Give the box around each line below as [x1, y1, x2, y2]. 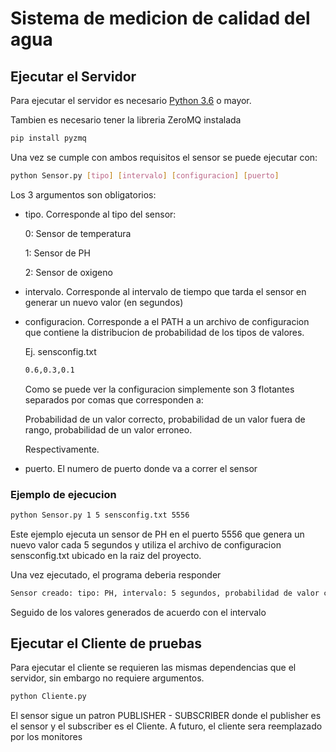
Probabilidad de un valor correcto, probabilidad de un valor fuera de [24, 413, 306, 425]
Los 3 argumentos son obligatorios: [10, 188, 157, 201]
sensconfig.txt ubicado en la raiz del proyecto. [10, 549, 202, 561]
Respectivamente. [24, 443, 100, 455]
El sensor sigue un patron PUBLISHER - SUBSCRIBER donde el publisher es [10, 710, 322, 722]
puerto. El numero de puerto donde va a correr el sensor [24, 462, 258, 474]
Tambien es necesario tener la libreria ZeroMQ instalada [10, 114, 242, 126]
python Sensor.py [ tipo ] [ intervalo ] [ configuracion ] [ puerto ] [10, 170, 280, 181]
